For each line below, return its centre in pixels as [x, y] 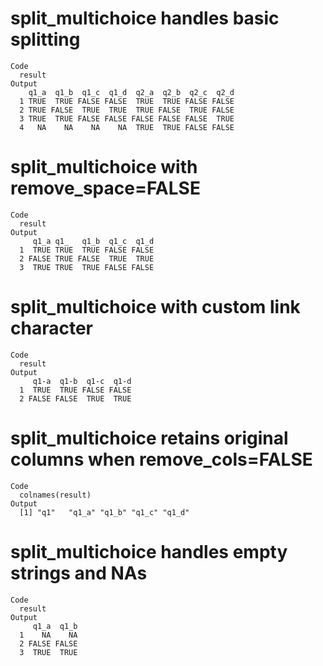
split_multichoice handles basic [145, 18]
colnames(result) [55, 495]
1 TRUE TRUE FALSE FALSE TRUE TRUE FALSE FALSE [127, 101]
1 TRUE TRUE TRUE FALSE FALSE [87, 250]
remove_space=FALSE [105, 188]
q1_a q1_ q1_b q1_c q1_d [93, 241]
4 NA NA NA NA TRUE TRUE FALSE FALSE [127, 127]
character [51, 328]
